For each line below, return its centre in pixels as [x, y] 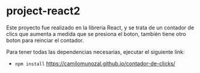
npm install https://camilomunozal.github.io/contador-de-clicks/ [95, 63]
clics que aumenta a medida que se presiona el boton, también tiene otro [96, 34]
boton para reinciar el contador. [45, 40]
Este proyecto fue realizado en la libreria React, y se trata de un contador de [100, 28]
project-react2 [43, 11]
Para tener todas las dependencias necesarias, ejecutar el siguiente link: [96, 51]
